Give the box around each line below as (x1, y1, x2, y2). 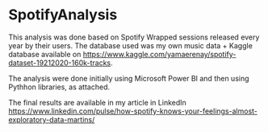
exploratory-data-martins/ (8, 114, 95, 124)
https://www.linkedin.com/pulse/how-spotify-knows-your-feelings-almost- (8, 106, 258, 116)
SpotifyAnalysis (8, 6, 118, 24)
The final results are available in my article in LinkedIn (8, 97, 187, 107)
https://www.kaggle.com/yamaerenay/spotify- (82, 49, 237, 59)
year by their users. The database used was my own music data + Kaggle (8, 40, 253, 50)
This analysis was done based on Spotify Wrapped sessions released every (8, 32, 260, 42)
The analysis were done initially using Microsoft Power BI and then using (8, 73, 249, 83)
